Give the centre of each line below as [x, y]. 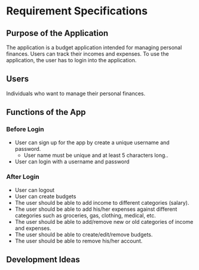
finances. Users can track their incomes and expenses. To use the [88, 54]
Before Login [25, 129]
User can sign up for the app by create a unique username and [92, 142]
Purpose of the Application [57, 33]
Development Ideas [43, 260]
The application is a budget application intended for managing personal [94, 47]
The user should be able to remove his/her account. [79, 241]
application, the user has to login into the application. [71, 60]
